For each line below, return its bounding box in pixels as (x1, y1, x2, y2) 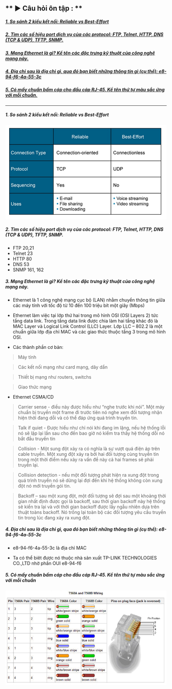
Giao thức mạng (17, 384, 52, 390)
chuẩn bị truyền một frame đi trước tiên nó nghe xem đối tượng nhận (17, 409, 162, 415)
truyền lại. (17, 462, 39, 468)
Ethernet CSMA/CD (12, 394, 54, 400)
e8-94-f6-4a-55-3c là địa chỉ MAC (12, 545, 87, 551)
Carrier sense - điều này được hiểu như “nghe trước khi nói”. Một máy (17, 403, 165, 410)
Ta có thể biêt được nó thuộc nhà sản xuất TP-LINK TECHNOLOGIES (12, 554, 157, 561)
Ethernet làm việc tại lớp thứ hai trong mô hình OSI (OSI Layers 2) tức (12, 312, 159, 318)
